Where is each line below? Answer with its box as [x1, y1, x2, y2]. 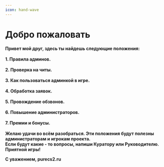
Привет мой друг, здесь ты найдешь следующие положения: [5, 45, 140, 51]
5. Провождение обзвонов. [5, 98, 65, 104]
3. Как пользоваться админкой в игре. [5, 77, 90, 83]
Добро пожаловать [5, 28, 90, 40]
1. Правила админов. [5, 56, 51, 62]
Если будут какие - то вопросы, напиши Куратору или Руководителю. [5, 141, 159, 147]
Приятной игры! [5, 146, 41, 152]
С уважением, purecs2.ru [5, 156, 61, 162]
